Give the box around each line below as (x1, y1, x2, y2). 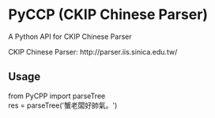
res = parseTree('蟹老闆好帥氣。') (8, 101, 118, 110)
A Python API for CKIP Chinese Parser (8, 32, 132, 41)
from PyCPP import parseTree (8, 91, 106, 101)
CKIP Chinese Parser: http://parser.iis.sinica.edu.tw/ (8, 47, 178, 56)
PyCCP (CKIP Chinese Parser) (8, 6, 208, 24)
